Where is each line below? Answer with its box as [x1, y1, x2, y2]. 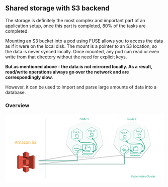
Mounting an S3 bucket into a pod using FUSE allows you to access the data [5, 38, 163, 44]
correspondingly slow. [5, 74, 53, 80]
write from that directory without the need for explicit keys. [5, 54, 127, 60]
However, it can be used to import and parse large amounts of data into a [5, 84, 157, 90]
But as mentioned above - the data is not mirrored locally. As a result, [5, 63, 152, 69]
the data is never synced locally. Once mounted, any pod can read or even [5, 48, 159, 54]
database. [5, 89, 26, 95]
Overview [5, 102, 30, 109]
